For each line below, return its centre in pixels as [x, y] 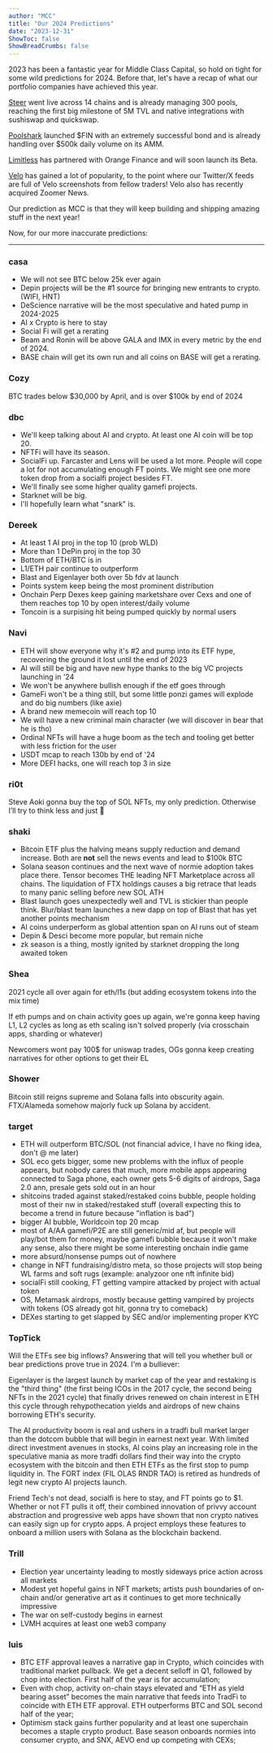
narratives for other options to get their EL [78, 1057]
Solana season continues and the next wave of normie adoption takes [137, 866]
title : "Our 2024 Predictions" [61, 24]
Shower [24, 1079]
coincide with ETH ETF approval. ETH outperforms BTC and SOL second [141, 1705]
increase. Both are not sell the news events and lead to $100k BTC [131, 858]
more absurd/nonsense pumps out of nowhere [98, 1257]
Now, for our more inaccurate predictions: [78, 233]
